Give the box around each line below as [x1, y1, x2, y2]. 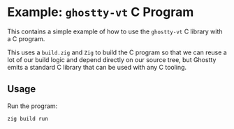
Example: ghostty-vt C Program [7, 4, 194, 20]
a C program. [7, 34, 45, 43]
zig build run [7, 115, 49, 122]
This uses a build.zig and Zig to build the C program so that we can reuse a [7, 48, 227, 56]
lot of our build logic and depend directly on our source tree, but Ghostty [7, 55, 217, 63]
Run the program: [7, 102, 58, 110]
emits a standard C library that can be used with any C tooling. [7, 63, 187, 71]
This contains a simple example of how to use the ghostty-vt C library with [7, 27, 223, 36]
